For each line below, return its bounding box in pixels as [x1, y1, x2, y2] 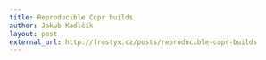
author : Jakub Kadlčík [9, 21, 94, 30]
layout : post [9, 29, 58, 38]
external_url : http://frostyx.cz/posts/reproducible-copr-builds [9, 37, 257, 47]
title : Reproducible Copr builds [9, 12, 134, 22]
